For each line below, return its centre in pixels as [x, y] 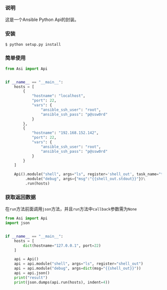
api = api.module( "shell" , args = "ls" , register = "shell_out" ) [79, 264]
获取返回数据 [21, 197]
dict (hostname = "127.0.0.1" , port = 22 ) [62, 245]
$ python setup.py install [33, 44]
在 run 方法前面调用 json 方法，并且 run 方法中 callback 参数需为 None [71, 209]
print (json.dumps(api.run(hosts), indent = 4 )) [62, 282]
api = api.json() [32, 273]
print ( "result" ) [31, 278]
